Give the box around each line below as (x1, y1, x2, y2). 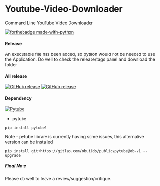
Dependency (5, 95, 32, 101)
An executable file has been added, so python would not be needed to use (5, 52, 156, 57)
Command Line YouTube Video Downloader (5, 20, 93, 26)
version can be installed (5, 139, 53, 145)
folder (5, 62, 17, 68)
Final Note (5, 163, 27, 169)
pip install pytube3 (5, 125, 47, 130)
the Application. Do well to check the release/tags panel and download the (5, 56, 155, 62)
